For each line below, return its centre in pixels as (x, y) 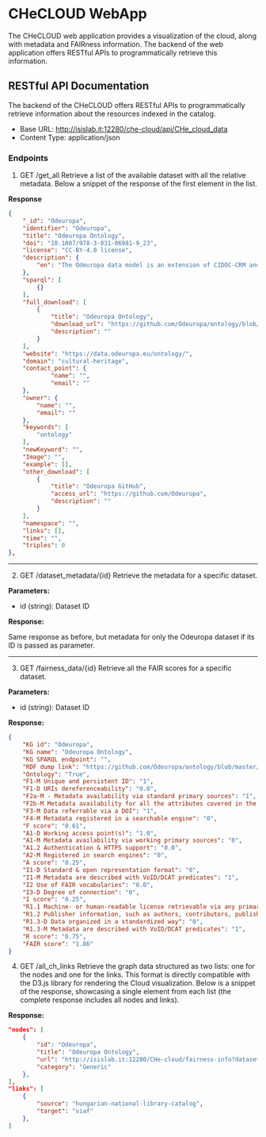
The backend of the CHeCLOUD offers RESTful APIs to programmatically (127, 105)
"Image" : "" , (44, 457)
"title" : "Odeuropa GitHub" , (99, 486)
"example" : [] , (47, 464)
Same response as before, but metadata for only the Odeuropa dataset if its (131, 637)
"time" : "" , (42, 538)
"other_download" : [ (56, 472)
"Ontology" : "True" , (56, 774)
